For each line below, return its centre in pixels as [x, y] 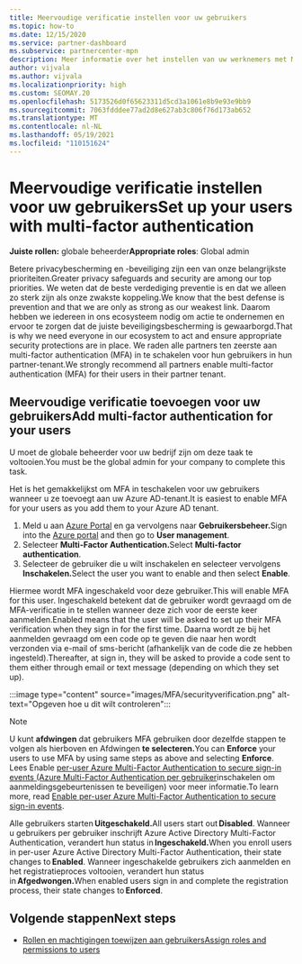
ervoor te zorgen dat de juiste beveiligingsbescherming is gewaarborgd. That [151, 326]
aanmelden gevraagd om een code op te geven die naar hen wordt [133, 638]
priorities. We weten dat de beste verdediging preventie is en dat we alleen [148, 287]
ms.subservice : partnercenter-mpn [74, 51]
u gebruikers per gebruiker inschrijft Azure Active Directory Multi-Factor [143, 832]
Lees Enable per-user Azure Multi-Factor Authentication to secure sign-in [145, 768]
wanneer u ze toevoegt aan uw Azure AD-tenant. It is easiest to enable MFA [148, 498]
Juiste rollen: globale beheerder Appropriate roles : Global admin [129, 251]
